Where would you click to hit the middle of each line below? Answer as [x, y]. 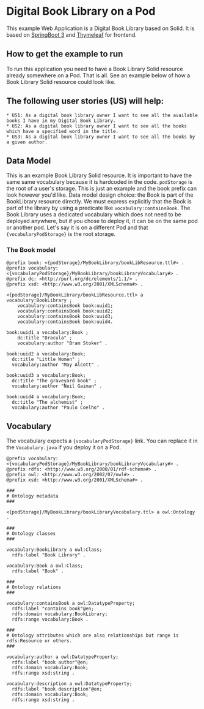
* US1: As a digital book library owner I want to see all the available [102, 115]
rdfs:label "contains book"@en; [53, 609]
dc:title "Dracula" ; [45, 338]
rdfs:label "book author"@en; [50, 662]
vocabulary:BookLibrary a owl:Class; [54, 550]
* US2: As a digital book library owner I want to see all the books [97, 126]
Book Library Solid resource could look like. [61, 82]
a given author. [27, 142]
